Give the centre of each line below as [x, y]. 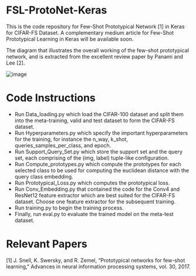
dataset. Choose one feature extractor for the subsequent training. [95, 201]
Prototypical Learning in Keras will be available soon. [70, 39]
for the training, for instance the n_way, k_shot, [71, 139]
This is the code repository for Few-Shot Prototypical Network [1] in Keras [95, 26]
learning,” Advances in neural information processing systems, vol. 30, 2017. [98, 266]
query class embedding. [44, 176]
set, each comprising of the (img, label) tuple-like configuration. [92, 158]
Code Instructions [51, 98]
